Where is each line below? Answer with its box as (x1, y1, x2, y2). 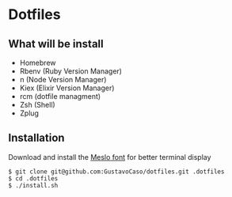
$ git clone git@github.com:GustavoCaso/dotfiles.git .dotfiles (8, 168, 225, 176)
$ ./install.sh (8, 181, 59, 189)
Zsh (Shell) (19, 100, 55, 109)
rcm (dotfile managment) (19, 92, 101, 100)
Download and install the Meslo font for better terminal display (8, 152, 211, 161)
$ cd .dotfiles (8, 174, 59, 183)
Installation (8, 131, 65, 145)
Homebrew (19, 58, 56, 67)
